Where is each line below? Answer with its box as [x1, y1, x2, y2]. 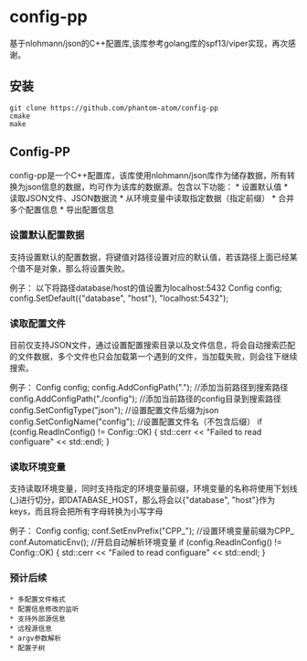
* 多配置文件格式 [9, 594, 66, 604]
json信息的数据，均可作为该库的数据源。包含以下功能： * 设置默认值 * [25, 181, 289, 192]
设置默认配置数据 [9, 229, 85, 241]
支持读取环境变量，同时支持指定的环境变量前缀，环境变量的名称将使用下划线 [9, 483, 298, 495]
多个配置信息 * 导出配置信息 [9, 204, 114, 215]
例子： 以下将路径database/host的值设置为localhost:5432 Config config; [9, 282, 283, 293]
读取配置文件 [9, 317, 67, 330]
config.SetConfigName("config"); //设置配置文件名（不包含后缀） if [9, 416, 263, 427]
